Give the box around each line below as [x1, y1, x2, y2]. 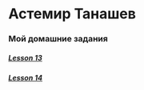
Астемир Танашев [8, 5, 136, 23]
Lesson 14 [8, 73, 42, 83]
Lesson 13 [8, 53, 42, 62]
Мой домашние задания [8, 33, 108, 45]
